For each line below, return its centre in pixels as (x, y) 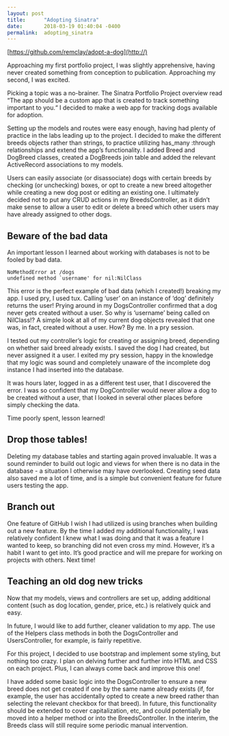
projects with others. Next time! (51, 560)
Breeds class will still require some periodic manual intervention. (97, 725)
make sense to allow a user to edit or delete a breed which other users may (113, 207)
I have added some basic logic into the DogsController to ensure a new (107, 681)
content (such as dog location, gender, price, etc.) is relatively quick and (109, 605)
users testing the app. (38, 485)
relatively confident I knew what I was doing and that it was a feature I (105, 538)
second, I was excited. (39, 80)
